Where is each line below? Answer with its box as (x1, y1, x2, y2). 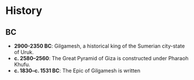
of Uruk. (13, 49, 34, 56)
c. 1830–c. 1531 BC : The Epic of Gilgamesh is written (13, 67, 141, 74)
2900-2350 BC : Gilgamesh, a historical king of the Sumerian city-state (13, 42, 185, 49)
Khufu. (13, 61, 30, 68)
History (5, 4, 43, 17)
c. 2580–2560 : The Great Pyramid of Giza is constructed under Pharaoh (13, 55, 189, 61)
